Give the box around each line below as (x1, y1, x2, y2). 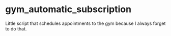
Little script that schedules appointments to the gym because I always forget (5, 20, 166, 26)
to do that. (5, 25, 27, 31)
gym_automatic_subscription (5, 4, 131, 15)
